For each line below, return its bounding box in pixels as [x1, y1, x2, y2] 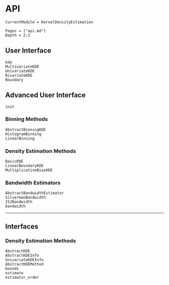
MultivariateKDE [5, 64, 39, 69]
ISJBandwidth [5, 199, 33, 205]
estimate [5, 270, 24, 276]
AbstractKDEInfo [5, 253, 39, 258]
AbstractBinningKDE [5, 127, 46, 132]
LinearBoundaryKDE [5, 164, 44, 169]
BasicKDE [5, 159, 24, 164]
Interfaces [5, 222, 39, 231]
